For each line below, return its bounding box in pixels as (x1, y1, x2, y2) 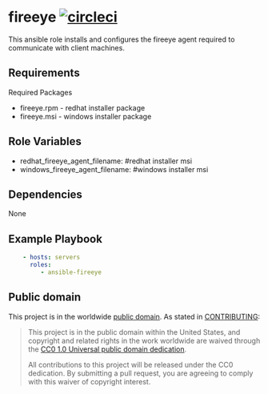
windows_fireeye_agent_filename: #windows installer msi (19, 164, 209, 174)
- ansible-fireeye (40, 268, 102, 276)
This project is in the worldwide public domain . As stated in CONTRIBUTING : (8, 312, 261, 321)
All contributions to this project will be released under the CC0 (27, 360, 234, 369)
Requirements (8, 66, 80, 80)
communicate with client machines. (8, 42, 126, 52)
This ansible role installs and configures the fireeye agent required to (8, 34, 235, 44)
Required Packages (8, 87, 73, 97)
